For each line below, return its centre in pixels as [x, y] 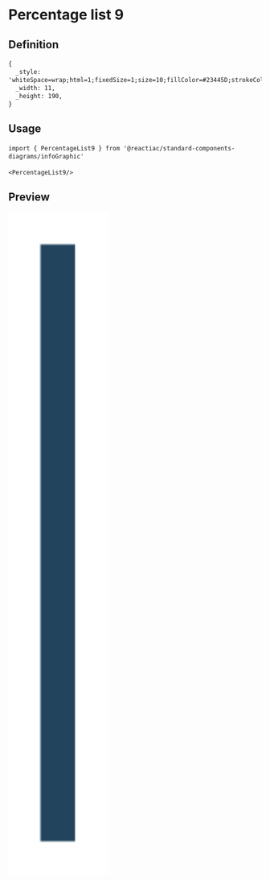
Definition [33, 45]
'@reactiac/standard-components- [179, 148]
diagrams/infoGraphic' [46, 156]
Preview [29, 198]
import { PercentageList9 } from [64, 148]
